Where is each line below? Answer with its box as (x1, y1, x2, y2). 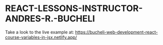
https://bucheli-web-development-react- (75, 29, 158, 35)
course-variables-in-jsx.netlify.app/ (5, 34, 77, 40)
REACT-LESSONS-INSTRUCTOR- (5, 3, 143, 14)
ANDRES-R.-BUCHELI (5, 13, 95, 24)
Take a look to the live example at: (5, 29, 74, 35)
